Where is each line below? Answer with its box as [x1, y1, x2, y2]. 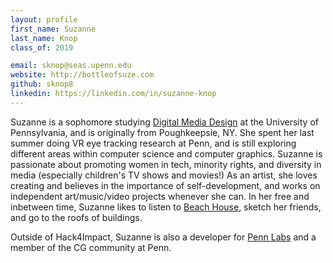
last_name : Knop [10, 33, 78, 43]
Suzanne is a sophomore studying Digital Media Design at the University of [10, 116, 319, 128]
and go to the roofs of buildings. [10, 211, 143, 223]
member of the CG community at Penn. [10, 241, 172, 253]
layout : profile [10, 14, 78, 25]
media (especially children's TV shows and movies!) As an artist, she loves [10, 169, 318, 181]
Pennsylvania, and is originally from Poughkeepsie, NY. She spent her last [10, 126, 315, 138]
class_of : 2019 [10, 42, 74, 53]
